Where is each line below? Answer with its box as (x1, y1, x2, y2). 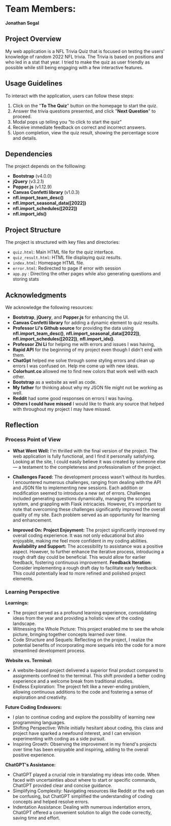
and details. (12, 135, 37, 141)
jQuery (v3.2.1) (12, 179, 44, 185)
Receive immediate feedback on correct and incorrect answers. (12, 124, 146, 130)
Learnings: (5, 600, 29, 606)
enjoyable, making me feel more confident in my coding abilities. (12, 537, 148, 544)
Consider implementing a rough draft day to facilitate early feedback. (12, 564, 158, 571)
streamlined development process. (12, 647, 85, 653)
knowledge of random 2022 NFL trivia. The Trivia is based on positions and (5, 53, 163, 60)
